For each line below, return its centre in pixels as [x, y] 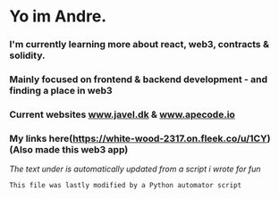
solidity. [27, 55]
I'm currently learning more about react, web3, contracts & [139, 45]
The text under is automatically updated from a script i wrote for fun [135, 169]
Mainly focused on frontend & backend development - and [139, 79]
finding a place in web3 [61, 91]
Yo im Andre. [58, 17]
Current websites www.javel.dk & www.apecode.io [122, 114]
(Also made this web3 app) [69, 149]
